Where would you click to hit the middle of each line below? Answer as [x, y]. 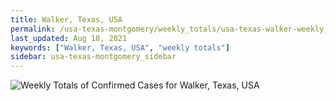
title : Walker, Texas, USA [66, 19]
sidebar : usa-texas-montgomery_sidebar [93, 57]
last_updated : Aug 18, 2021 [69, 38]
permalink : [33, 29]
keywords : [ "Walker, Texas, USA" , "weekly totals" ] [120, 47]
